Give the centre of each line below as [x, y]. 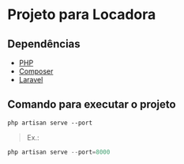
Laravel [31, 80]
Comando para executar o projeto [92, 105]
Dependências [44, 44]
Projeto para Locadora [82, 15]
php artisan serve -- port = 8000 [59, 152]
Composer [36, 71]
